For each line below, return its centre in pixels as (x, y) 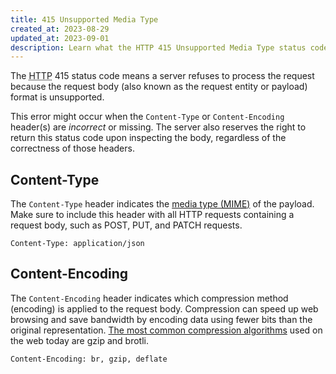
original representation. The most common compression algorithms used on (166, 330)
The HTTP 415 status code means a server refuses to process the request (162, 76)
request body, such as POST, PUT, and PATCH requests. (126, 225)
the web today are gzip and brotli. (79, 340)
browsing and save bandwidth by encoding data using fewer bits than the (161, 319)
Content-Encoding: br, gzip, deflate (89, 359)
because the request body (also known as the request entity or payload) (159, 87)
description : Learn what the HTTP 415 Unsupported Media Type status (158, 47)
